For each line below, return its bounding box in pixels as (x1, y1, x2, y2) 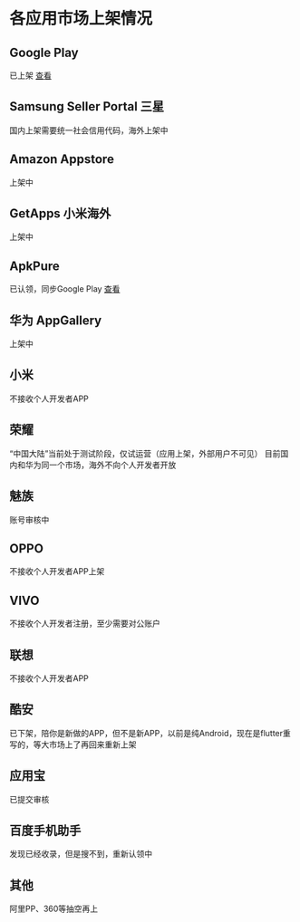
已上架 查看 (9, 70, 52, 81)
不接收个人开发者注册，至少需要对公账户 (9, 618, 160, 629)
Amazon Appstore (9, 151, 115, 168)
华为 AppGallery (9, 312, 102, 328)
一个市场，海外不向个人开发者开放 (48, 459, 177, 470)
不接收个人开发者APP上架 (9, 566, 105, 577)
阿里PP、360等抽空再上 (9, 903, 99, 915)
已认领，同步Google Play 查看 (9, 283, 121, 294)
